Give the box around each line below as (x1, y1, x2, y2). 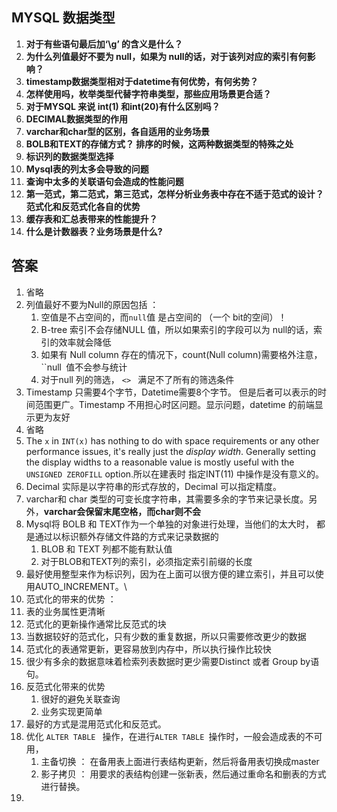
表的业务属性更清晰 (25, 605, 106, 617)
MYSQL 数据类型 (11, 9, 116, 27)
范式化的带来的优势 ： (25, 593, 117, 605)
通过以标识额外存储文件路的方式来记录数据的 (34, 530, 219, 542)
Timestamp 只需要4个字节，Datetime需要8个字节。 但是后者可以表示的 (25, 386, 318, 398)
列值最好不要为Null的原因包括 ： (25, 298, 159, 310)
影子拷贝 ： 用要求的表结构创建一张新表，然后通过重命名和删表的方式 (40, 768, 327, 780)
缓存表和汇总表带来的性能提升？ (25, 213, 158, 225)
